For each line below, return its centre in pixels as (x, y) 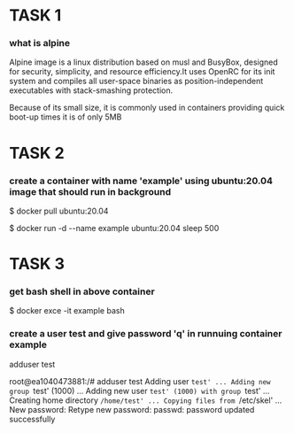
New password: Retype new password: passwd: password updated (132, 409)
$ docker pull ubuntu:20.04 (59, 211)
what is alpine (40, 43)
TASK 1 (35, 15)
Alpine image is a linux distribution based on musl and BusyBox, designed (144, 62)
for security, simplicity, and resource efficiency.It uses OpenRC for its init (142, 72)
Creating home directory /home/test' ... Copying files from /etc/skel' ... (146, 400)
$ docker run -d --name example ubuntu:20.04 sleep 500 (114, 228)
